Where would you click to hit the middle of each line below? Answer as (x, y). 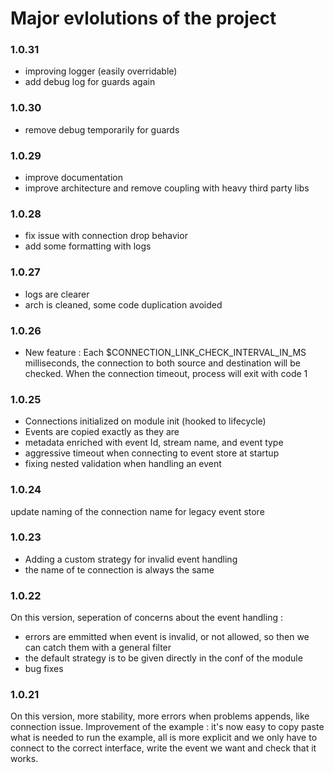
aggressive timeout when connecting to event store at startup (152, 453)
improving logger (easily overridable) (101, 71)
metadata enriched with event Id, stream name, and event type (154, 443)
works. (24, 759)
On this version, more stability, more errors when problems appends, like (160, 716)
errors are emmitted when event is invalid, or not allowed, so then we (167, 637)
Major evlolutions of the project (143, 18)
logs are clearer (57, 294)
